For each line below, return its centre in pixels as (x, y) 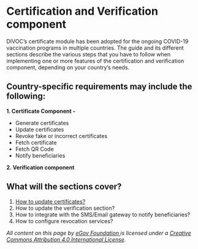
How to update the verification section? (65, 208)
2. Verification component (40, 167)
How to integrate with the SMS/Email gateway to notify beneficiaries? (103, 214)
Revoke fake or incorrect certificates (61, 136)
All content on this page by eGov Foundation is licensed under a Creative (99, 233)
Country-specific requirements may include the (99, 87)
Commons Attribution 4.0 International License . (66, 239)
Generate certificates (42, 123)
